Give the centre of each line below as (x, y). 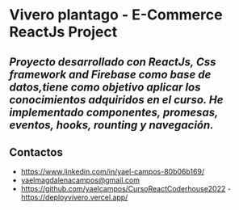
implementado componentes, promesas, (114, 112)
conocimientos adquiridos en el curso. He (116, 100)
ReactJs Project (63, 32)
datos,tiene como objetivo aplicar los (105, 87)
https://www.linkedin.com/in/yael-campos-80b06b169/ (113, 172)
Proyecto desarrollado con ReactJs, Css (113, 62)
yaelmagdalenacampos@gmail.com (80, 180)
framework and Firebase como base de (110, 74)
